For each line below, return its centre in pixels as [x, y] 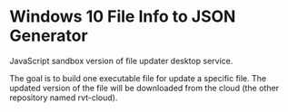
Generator [49, 36]
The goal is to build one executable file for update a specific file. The [138, 78]
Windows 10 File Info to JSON [123, 17]
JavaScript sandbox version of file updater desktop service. [121, 61]
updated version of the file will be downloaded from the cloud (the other [144, 88]
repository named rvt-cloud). [64, 98]
